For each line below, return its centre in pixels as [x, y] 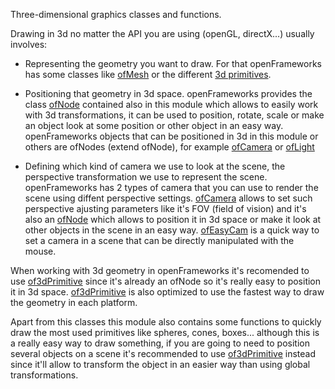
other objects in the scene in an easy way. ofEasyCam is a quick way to [172, 230]
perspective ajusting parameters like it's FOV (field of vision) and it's [165, 208]
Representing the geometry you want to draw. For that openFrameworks [173, 63]
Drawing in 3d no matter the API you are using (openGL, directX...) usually [162, 33]
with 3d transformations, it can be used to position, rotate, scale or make [174, 115]
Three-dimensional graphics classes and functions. [116, 14]
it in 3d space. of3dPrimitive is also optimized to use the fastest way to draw [167, 292]
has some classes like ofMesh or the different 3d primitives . [148, 74]
